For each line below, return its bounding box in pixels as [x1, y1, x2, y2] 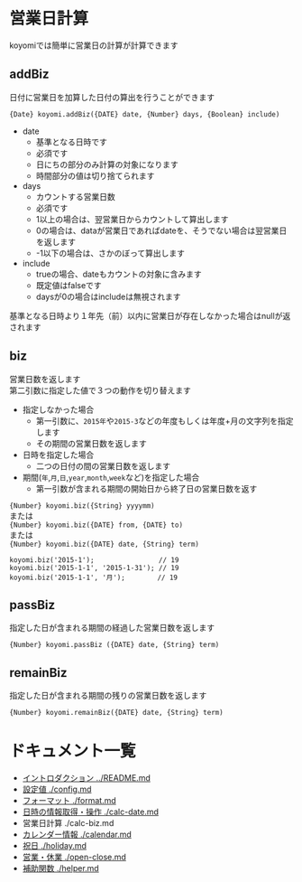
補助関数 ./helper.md [22, 863, 99, 874]
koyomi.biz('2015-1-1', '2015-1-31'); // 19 [9, 563, 179, 572]
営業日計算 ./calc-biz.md [22, 818, 114, 829]
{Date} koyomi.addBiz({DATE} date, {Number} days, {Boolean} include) [9, 109, 280, 118]
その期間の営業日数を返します [35, 437, 147, 448]
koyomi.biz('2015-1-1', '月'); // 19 [9, 573, 178, 582]
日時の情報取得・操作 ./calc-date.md [22, 806, 160, 818]
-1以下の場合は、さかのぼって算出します [35, 248, 186, 258]
